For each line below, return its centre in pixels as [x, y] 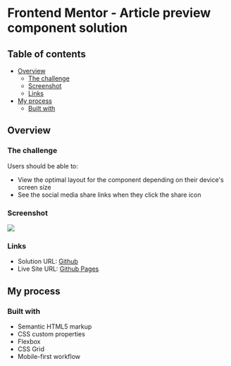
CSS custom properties [51, 334]
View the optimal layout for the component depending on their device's [120, 179]
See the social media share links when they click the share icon [110, 195]
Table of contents [46, 54]
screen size [34, 187]
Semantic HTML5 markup [55, 327]
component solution [68, 28]
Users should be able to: [43, 166]
